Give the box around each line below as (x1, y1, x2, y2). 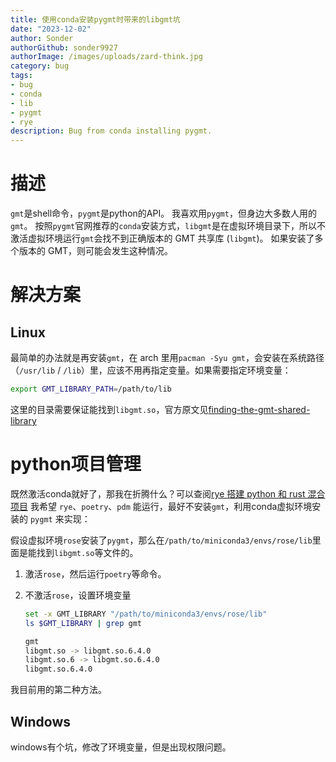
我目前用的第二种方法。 (10, 684, 107, 696)
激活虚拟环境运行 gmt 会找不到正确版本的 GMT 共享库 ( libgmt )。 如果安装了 (10, 232, 315, 245)
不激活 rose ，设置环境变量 (24, 589, 132, 601)
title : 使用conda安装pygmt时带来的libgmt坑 (10, 14, 181, 25)
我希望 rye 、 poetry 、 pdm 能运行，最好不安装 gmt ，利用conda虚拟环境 (29, 500, 313, 512)
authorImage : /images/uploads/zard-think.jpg (10, 52, 203, 62)
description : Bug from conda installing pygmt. (10, 126, 213, 136)
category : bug (10, 61, 70, 71)
